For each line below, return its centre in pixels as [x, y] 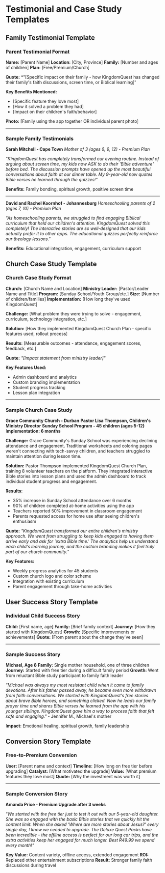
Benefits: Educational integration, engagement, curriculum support [73, 249]
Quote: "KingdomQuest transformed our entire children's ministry [72, 531]
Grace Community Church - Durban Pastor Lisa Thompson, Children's [78, 421]
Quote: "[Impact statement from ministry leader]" [56, 358]
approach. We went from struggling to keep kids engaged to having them [80, 536]
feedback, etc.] [21, 348]
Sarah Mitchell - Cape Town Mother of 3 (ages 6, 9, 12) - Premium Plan [78, 149]
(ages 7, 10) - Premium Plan [34, 209]
